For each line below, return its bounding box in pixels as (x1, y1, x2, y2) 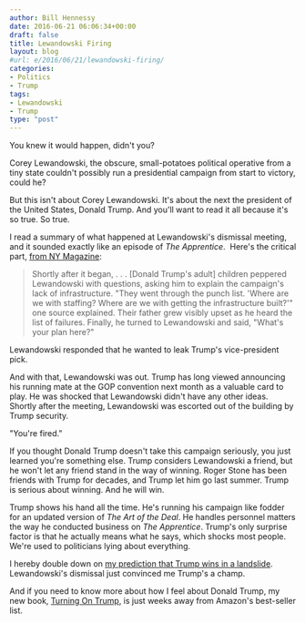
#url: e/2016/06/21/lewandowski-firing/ (9, 56, 166, 65)
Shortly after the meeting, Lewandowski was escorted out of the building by (9, 401, 294, 412)
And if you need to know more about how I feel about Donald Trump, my (9, 586, 280, 597)
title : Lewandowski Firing (9, 38, 112, 48)
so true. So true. (9, 214, 70, 225)
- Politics (9, 73, 51, 82)
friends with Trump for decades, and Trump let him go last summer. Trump (9, 475, 290, 485)
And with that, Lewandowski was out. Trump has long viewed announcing (9, 372, 286, 383)
